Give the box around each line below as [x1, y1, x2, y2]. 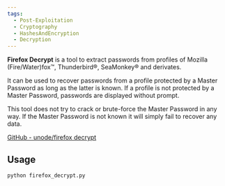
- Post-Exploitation [13, 17, 73, 24]
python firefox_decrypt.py [7, 172, 86, 179]
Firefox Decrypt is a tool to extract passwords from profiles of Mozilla [7, 55, 208, 64]
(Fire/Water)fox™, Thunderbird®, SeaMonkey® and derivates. [7, 63, 182, 71]
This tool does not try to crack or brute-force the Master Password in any [7, 105, 217, 113]
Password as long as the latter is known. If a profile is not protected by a [7, 84, 215, 92]
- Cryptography [13, 23, 58, 30]
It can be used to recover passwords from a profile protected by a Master [7, 76, 218, 85]
